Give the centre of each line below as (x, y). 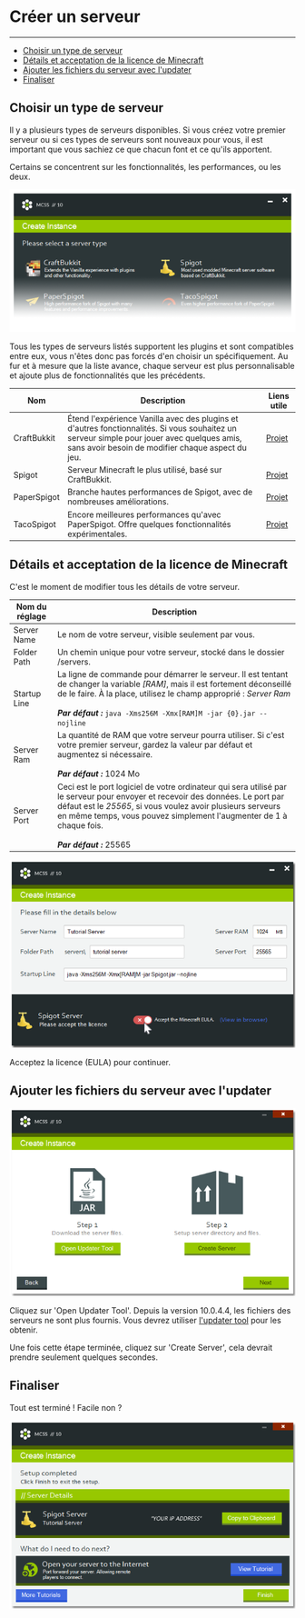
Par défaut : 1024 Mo (99, 774)
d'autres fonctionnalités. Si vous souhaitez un (152, 428)
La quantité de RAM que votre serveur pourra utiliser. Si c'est (171, 735)
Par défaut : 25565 (94, 844)
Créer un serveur (75, 17)
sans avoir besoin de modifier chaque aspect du (157, 447)
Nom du (32, 607)
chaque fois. (81, 825)
